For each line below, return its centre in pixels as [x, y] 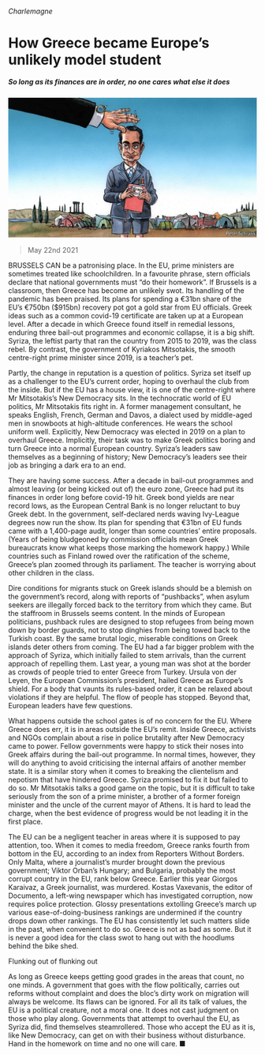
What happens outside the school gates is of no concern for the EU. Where [130, 721]
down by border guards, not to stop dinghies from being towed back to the [129, 630]
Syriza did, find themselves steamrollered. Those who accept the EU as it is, [132, 1027]
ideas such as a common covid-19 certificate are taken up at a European [126, 316]
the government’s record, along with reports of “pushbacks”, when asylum [129, 597]
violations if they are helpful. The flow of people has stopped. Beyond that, [129, 697]
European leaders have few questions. [71, 706]
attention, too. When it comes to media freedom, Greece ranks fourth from [129, 846]
